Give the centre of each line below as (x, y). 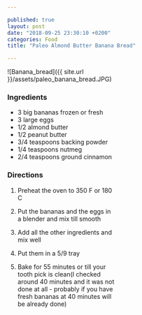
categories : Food (33, 39)
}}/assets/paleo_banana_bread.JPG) (59, 79)
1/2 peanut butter (42, 135)
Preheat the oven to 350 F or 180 (65, 190)
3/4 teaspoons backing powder (63, 142)
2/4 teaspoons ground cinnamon (65, 157)
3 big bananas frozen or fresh (60, 112)
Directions (25, 175)
